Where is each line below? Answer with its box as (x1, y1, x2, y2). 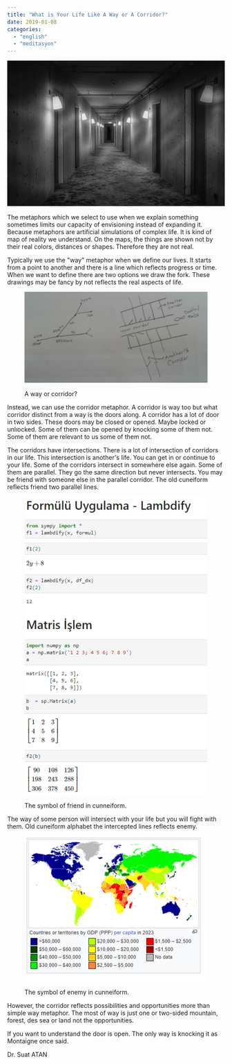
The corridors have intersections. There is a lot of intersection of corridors (7, 445, 219, 454)
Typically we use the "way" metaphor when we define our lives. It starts (7, 256, 212, 265)
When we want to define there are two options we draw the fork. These (7, 271, 211, 279)
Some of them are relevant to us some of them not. (7, 432, 152, 441)
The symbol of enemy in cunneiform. (24, 988, 130, 996)
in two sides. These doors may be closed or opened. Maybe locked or (7, 418, 206, 426)
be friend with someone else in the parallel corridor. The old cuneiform (7, 475, 209, 484)
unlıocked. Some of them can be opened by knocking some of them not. (7, 425, 213, 433)
